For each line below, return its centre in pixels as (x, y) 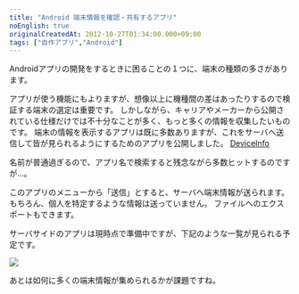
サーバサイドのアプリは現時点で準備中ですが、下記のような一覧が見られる (146, 233)
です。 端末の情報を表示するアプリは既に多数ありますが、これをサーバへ (143, 132)
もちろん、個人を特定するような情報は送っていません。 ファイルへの (135, 204)
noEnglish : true (39, 26)
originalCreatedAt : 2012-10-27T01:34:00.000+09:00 (105, 34)
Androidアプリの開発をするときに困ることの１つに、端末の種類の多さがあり (149, 69)
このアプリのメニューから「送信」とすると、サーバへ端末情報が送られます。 (149, 192)
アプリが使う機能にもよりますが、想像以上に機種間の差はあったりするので (146, 99)
